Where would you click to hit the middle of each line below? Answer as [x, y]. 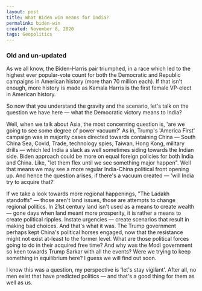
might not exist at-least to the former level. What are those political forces [98, 239]
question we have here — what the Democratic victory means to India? [94, 113]
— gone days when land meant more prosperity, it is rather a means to [94, 213]
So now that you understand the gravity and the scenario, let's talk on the [97, 106]
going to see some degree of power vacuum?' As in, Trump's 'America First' [101, 131]
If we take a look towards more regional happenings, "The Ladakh [88, 194]
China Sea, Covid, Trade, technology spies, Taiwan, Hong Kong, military [96, 143]
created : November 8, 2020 [40, 29]
